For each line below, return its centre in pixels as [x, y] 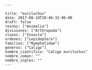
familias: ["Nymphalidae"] [32, 43]
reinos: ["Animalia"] [27, 26]
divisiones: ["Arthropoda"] [33, 31]
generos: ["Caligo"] [26, 48]
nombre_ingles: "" [24, 60]
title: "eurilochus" [26, 14]
